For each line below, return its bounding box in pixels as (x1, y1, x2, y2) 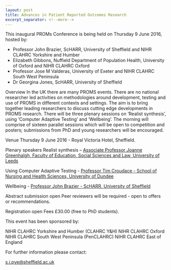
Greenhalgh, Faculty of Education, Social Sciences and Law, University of (5, 152, 160, 159)
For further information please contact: (5, 249, 87, 255)
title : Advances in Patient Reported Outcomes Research (5, 12, 127, 17)
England (5, 239, 23, 245)
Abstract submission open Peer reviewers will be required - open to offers (5, 193, 161, 199)
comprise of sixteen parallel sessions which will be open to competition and (5, 121, 165, 128)
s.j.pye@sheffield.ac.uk (5, 259, 55, 265)
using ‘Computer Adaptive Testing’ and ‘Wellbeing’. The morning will (5, 116, 149, 122)
